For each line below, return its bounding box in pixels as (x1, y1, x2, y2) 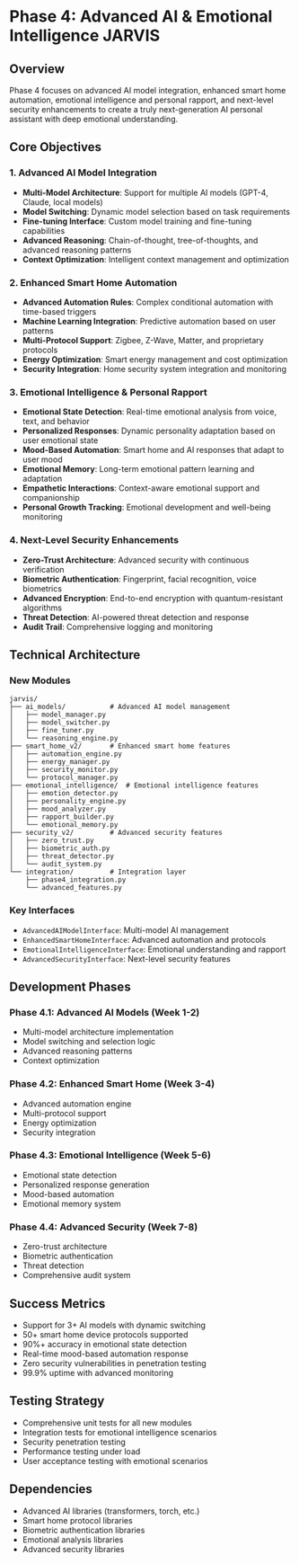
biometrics (22, 582, 63, 594)
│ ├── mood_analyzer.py (9, 804, 106, 814)
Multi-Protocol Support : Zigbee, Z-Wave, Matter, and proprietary (22, 334, 264, 345)
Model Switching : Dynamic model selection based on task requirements (22, 206, 290, 217)
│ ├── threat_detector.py (9, 852, 115, 861)
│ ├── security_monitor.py (9, 766, 119, 775)
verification (22, 564, 65, 574)
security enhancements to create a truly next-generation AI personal (9, 104, 263, 114)
